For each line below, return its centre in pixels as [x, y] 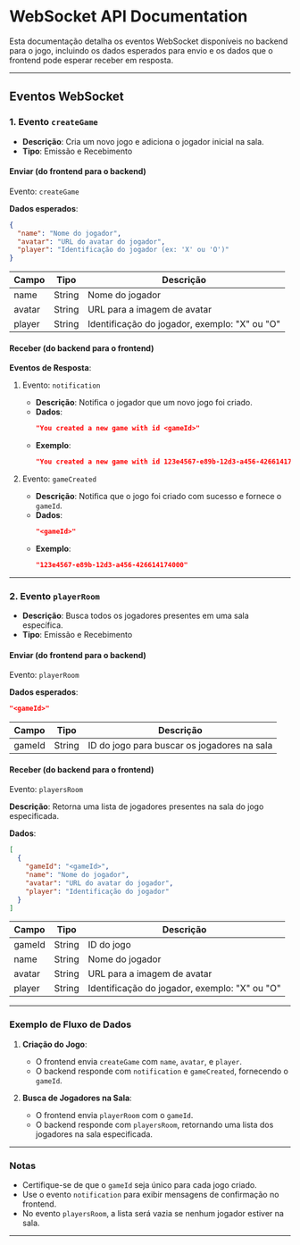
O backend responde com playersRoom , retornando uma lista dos [154, 1124]
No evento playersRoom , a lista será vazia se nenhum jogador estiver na [153, 1214]
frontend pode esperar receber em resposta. [92, 60]
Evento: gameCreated [59, 479]
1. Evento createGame [54, 122]
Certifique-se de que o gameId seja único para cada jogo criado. [139, 1185]
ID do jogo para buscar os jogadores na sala [180, 746]
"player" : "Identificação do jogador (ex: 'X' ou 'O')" [123, 250]
